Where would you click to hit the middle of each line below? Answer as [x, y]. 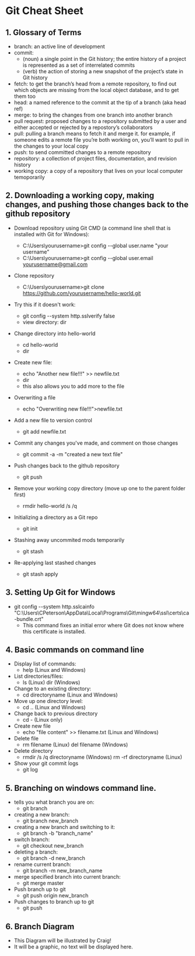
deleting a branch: [36, 852]
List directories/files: [39, 676]
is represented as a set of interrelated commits [79, 65]
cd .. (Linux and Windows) [54, 708]
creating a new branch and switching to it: [64, 827]
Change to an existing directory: [53, 689]
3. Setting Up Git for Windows [60, 593]
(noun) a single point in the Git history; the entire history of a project [104, 59]
